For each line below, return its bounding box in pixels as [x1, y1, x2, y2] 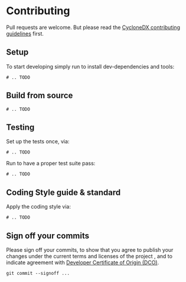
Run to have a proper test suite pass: [6, 160, 96, 167]
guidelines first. [6, 30, 44, 37]
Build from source [6, 91, 73, 101]
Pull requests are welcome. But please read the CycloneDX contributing [6, 24, 180, 31]
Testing [6, 122, 35, 132]
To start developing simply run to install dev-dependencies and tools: [6, 63, 175, 70]
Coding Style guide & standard [6, 187, 121, 197]
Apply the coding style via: [6, 203, 71, 210]
